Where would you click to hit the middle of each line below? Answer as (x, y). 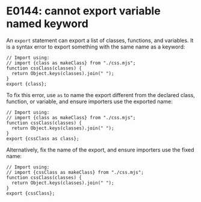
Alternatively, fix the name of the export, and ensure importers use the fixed (100, 150)
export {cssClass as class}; (43, 138)
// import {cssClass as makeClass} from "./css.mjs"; (75, 172)
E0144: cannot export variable (83, 11)
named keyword (47, 24)
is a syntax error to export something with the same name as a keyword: (96, 47)
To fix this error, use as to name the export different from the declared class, (101, 95)
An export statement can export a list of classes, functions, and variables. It (100, 40)
